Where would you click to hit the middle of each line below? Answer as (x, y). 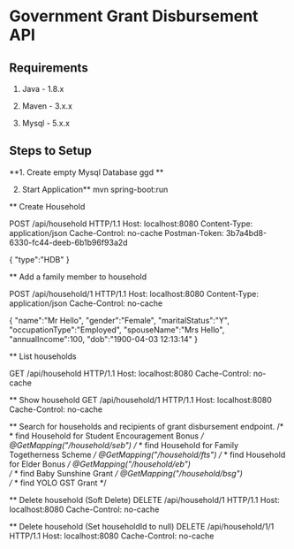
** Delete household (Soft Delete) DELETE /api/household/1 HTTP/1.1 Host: (144, 499)
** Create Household (47, 206)
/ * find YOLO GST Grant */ (58, 483)
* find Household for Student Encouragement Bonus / (107, 436)
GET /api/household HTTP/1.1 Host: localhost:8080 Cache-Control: (130, 373)
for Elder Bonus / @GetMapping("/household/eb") (100, 464)
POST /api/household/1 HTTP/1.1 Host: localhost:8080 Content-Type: (134, 294)
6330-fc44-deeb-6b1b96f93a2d (68, 242)
